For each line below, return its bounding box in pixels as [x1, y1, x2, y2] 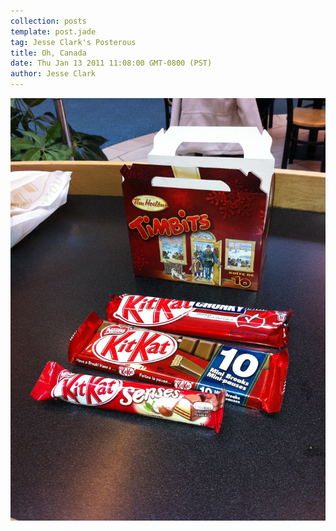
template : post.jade [10, 26, 97, 37]
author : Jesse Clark [10, 69, 97, 79]
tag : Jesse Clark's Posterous [10, 37, 137, 47]
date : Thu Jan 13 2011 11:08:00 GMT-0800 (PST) [10, 58, 213, 69]
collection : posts [10, 16, 87, 26]
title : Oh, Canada [10, 48, 87, 58]
